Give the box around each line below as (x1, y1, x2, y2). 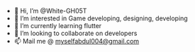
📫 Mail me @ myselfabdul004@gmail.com (13, 37, 140, 45)
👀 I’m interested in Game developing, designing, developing (13, 14, 188, 22)
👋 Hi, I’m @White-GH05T (13, 7, 87, 15)
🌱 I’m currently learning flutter (13, 22, 102, 30)
